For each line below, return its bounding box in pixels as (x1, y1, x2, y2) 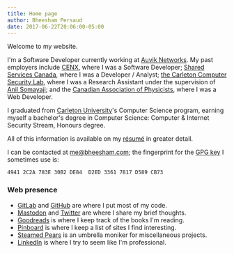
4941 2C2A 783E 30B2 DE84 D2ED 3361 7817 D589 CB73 (7, 169, 164, 176)
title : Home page (7, 10, 58, 17)
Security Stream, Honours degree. (7, 121, 106, 130)
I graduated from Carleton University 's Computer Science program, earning (7, 106, 224, 115)
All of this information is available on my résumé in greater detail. (7, 135, 194, 143)
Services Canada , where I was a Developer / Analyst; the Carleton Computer (7, 70, 227, 79)
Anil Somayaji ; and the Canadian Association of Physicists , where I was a (7, 85, 217, 94)
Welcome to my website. (7, 43, 78, 51)
